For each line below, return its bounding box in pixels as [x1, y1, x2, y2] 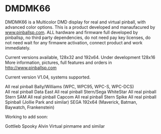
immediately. [5, 45, 31, 51]
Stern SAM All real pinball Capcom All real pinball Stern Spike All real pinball [5, 94, 157, 100]
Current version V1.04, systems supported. [5, 74, 91, 80]
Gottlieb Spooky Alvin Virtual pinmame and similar [5, 123, 105, 129]
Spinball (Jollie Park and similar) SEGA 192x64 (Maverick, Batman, [5, 99, 137, 105]
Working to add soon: [5, 114, 48, 119]
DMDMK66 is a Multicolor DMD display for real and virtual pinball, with [5, 19, 146, 25]
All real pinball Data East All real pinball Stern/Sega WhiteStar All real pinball [5, 89, 157, 95]
